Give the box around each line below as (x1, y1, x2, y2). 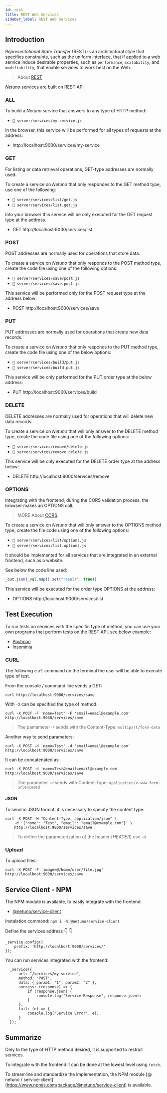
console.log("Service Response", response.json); (36, 993, 142, 998)
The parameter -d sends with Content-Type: (17, 779, 108, 785)
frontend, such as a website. (5, 557, 64, 563)
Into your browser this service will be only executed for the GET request (5, 211, 153, 217)
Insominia (12, 644, 32, 650)
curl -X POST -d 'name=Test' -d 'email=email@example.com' (5, 743, 131, 749)
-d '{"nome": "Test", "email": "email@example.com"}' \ (14, 821, 133, 826)
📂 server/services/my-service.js (12, 118, 82, 123)
